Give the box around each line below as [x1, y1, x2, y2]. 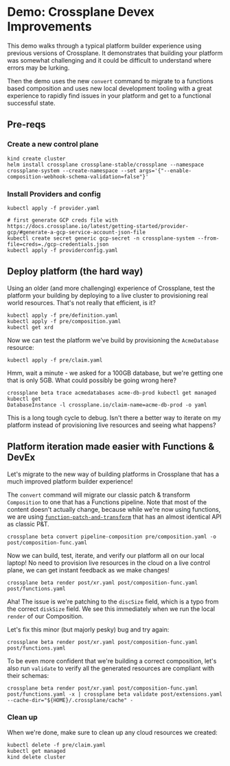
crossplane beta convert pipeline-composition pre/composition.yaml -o [7, 533, 216, 540]
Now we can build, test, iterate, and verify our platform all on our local [7, 551, 205, 559]
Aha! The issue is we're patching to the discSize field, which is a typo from [7, 597, 219, 605]
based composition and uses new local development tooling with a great [7, 84, 212, 92]
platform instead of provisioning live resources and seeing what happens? [7, 421, 216, 429]
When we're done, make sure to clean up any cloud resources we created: [7, 728, 218, 736]
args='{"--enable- [139, 167, 192, 174]
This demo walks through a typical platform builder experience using [7, 41, 202, 50]
